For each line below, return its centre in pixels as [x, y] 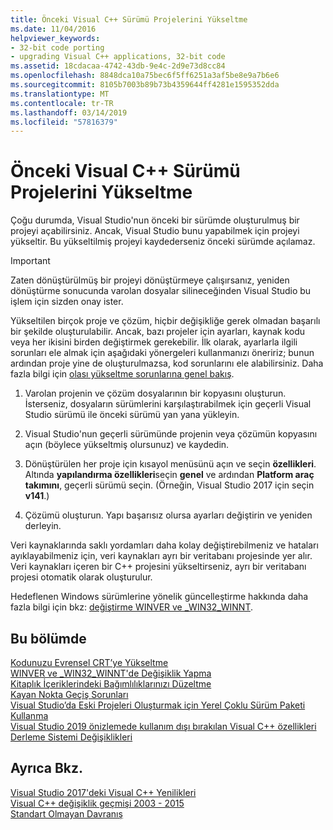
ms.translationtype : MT [60, 94]
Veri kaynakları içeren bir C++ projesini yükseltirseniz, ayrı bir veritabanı [158, 567]
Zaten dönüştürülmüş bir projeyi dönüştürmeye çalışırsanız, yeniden [150, 280]
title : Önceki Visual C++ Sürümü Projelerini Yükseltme [129, 19]
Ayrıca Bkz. [47, 768]
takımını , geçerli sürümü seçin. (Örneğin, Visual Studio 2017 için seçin [169, 485]
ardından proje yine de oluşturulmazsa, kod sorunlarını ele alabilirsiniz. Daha [167, 363]
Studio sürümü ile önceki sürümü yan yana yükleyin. [132, 415]
